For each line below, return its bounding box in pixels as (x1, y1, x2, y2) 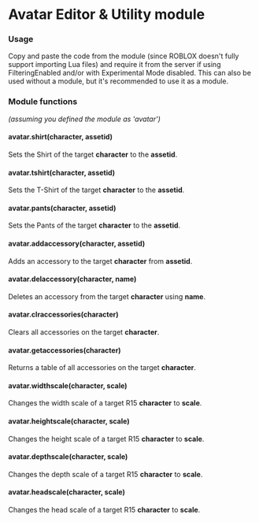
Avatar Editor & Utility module (8, 6, 205, 24)
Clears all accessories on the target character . (8, 328, 160, 336)
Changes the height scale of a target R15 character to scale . (8, 434, 205, 443)
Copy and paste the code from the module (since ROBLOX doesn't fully (8, 51, 239, 61)
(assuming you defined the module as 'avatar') (8, 114, 161, 124)
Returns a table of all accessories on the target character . (8, 363, 197, 372)
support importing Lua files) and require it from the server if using (8, 60, 221, 69)
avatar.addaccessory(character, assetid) (8, 239, 146, 248)
